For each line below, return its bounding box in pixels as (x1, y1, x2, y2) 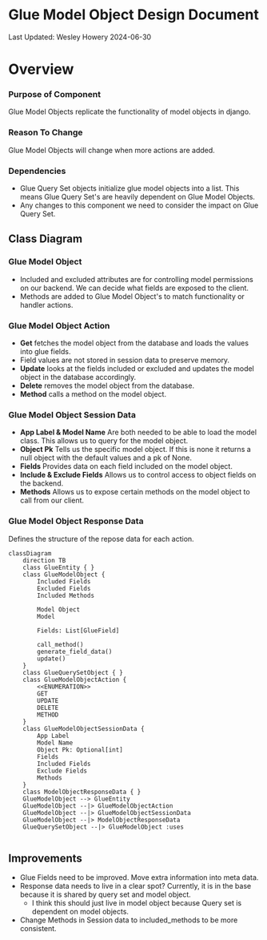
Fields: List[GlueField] (37, 627, 120, 635)
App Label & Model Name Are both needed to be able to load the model (19, 427, 257, 438)
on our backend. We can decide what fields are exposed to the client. (19, 283, 249, 292)
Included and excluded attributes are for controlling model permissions (19, 274, 253, 284)
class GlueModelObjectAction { (22, 676, 127, 684)
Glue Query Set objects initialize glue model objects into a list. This (19, 184, 240, 193)
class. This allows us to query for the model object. (19, 436, 189, 446)
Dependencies (8, 165, 66, 176)
